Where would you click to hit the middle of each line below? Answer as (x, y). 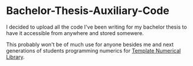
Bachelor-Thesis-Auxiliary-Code (88, 11)
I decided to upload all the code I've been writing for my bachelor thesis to (97, 27)
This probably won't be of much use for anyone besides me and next (90, 44)
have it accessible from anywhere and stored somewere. (75, 33)
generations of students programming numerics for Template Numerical (94, 50)
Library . (15, 57)
